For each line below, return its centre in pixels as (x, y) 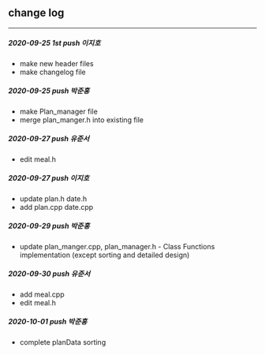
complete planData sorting (63, 342)
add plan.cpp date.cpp (56, 207)
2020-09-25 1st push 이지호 (54, 43)
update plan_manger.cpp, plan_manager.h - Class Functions (117, 246)
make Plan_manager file (59, 111)
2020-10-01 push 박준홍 (48, 322)
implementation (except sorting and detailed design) (105, 255)
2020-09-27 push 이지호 (49, 178)
